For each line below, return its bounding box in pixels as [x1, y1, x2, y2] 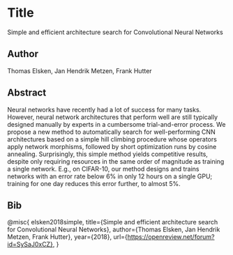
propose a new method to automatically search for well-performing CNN [7, 127, 216, 136]
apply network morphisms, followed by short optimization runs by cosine [7, 142, 217, 150]
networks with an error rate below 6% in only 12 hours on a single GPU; [7, 172, 213, 180]
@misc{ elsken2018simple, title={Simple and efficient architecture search [7, 218, 218, 226]
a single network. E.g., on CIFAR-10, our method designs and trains [7, 164, 200, 173]
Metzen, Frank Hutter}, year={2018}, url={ [7, 233, 128, 241]
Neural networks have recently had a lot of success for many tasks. [7, 105, 202, 114]
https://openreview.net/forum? [127, 233, 215, 241]
